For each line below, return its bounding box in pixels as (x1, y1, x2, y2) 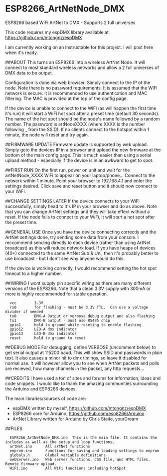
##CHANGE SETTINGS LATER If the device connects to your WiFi (5, 198, 140, 204)
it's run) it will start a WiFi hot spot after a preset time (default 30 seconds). (5, 110, 160, 116)
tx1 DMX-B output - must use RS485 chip (9, 318, 111, 323)
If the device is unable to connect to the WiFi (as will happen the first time (5, 105, 157, 111)
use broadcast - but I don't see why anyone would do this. (5, 255, 125, 261)
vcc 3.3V (9, 300, 43, 305)
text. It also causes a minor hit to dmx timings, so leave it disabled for (5, 354, 147, 360)
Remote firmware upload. (5, 461, 57, 466)
